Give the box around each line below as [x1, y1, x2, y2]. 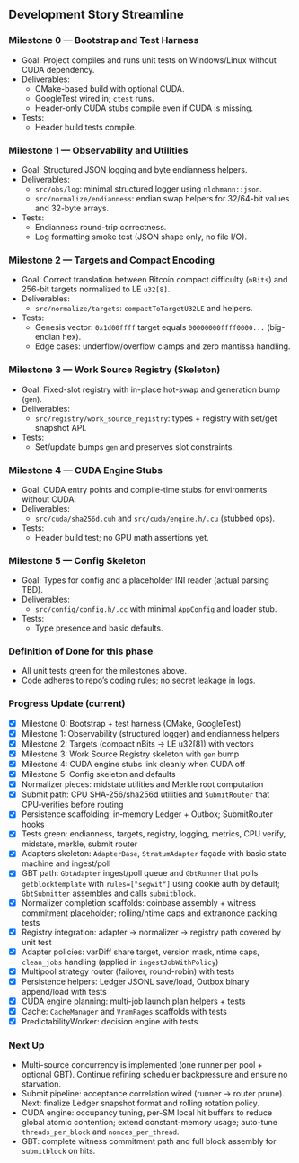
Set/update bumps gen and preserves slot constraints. [34, 441, 235, 452]
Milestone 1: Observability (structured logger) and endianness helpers [21, 728, 280, 738]
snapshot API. [34, 422, 87, 433]
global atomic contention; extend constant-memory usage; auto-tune [21, 1117, 277, 1128]
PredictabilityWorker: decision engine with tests [21, 1015, 198, 1026]
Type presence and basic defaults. [34, 622, 163, 633]
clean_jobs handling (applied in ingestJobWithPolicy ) [21, 956, 219, 967]
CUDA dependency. [21, 64, 95, 75]
